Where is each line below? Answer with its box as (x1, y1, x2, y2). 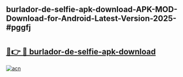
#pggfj (6, 23, 31, 32)
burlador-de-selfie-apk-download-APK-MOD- (6, 5, 178, 14)
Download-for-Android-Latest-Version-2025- (6, 14, 177, 24)
